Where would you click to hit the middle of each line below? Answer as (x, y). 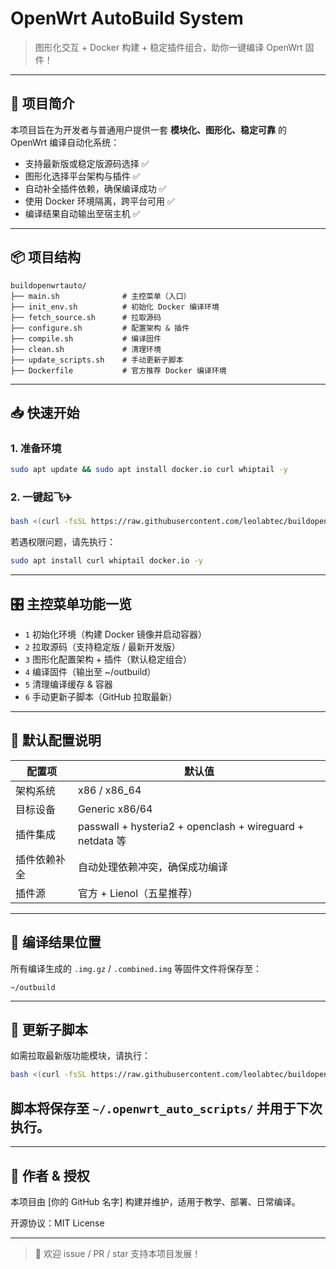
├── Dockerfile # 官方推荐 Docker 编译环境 (118, 370)
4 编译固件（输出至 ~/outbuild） (90, 671)
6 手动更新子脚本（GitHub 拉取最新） (101, 696)
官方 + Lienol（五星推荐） (138, 893)
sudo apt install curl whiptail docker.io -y (106, 561)
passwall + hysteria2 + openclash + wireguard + (191, 826)
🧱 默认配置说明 (56, 740)
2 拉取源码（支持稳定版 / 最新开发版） (102, 646)
